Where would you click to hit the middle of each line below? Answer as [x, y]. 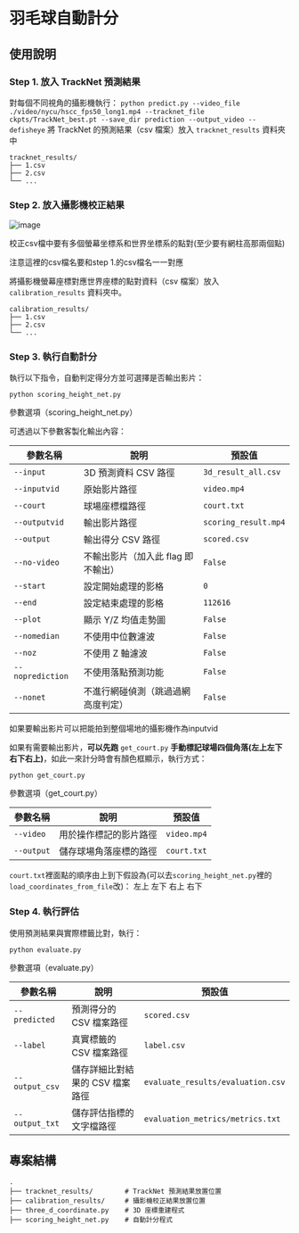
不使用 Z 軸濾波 [116, 654]
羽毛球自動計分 [64, 18]
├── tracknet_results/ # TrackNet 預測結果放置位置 [116, 1191]
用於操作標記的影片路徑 [108, 835]
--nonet [30, 698]
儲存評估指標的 [102, 1113]
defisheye [28, 130]
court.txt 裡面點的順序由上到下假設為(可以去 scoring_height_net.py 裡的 [141, 875]
